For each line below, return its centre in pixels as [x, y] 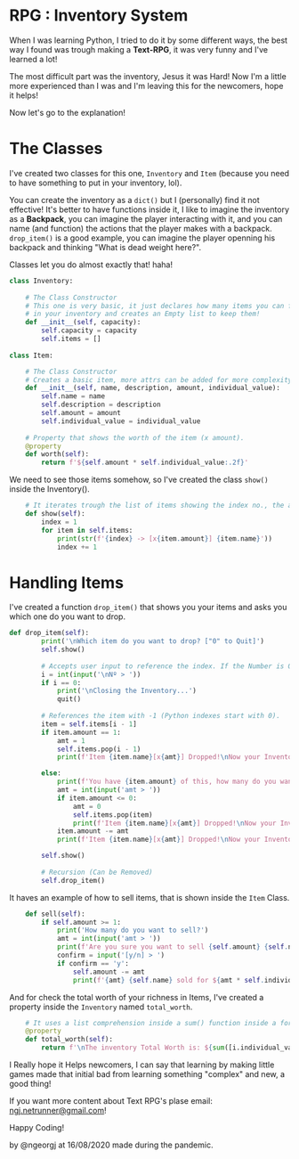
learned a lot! [33, 59]
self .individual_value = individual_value [121, 421]
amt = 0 [87, 806]
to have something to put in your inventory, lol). [96, 183]
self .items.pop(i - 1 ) [99, 749]
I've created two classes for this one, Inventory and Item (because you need [149, 173]
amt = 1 [71, 740]
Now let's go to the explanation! [68, 112]
